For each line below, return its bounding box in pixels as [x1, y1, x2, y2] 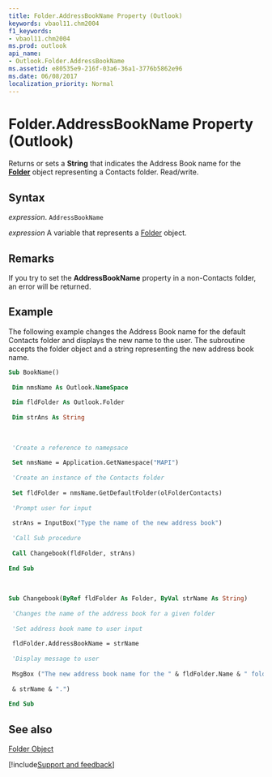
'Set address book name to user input [11, 625, 143, 633]
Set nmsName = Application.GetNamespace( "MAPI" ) [11, 459, 180, 467]
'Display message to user [11, 655, 100, 663]
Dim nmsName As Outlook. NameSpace [11, 383, 129, 392]
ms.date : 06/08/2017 [8, 72, 79, 80]
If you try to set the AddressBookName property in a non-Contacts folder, [8, 273, 257, 283]
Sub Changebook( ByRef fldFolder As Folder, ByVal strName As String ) [8, 595, 249, 603]
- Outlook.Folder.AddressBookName [8, 58, 125, 66]
